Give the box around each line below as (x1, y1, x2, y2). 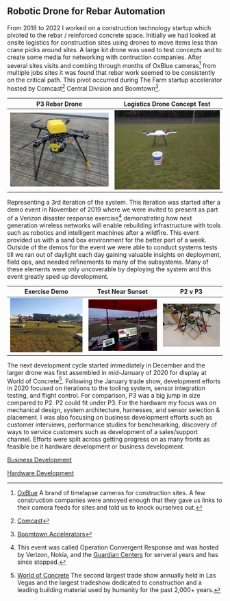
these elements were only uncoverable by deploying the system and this (7, 264, 212, 273)
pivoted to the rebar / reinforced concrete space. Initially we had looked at (7, 31, 216, 39)
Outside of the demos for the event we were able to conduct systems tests (7, 243, 218, 251)
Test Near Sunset (97, 288, 149, 296)
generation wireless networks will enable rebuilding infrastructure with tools (7, 221, 221, 229)
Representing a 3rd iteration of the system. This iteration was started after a (7, 199, 221, 207)
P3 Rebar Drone (36, 100, 83, 108)
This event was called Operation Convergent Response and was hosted (16, 543, 219, 552)
